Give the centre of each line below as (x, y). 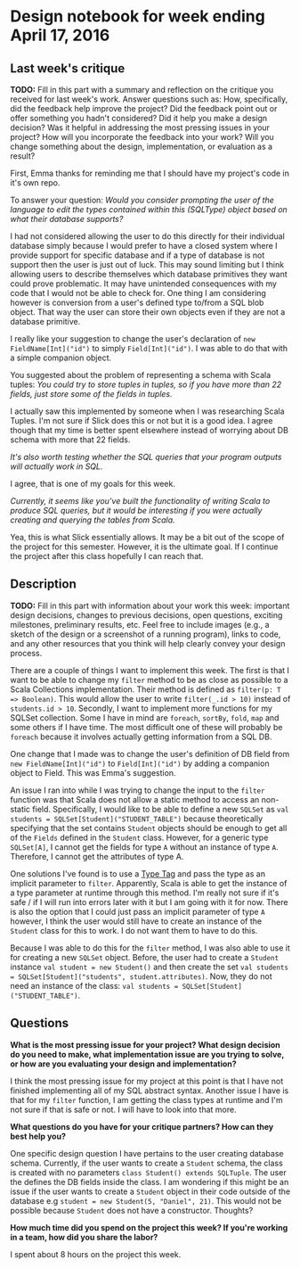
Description (43, 585)
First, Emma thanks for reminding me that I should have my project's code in (150, 173)
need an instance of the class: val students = (94, 985)
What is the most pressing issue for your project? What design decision (146, 1044)
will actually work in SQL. (57, 466)
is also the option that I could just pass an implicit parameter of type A (138, 911)
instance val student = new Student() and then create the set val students (149, 967)
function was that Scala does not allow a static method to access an (135, 799)
